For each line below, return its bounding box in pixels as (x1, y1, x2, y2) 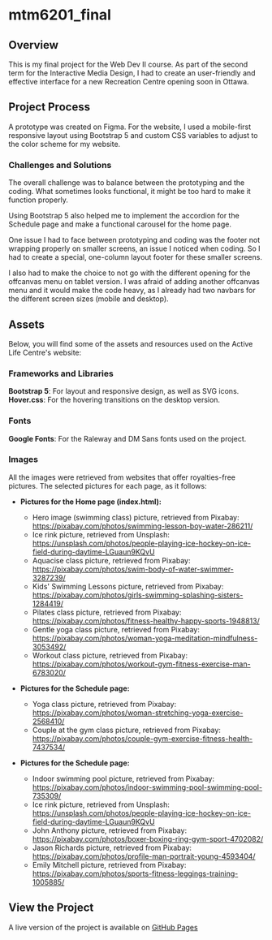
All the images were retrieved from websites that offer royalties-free (8, 472, 235, 482)
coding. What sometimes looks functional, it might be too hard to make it (8, 187, 252, 196)
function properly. (8, 195, 69, 205)
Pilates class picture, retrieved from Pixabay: (32, 607, 182, 617)
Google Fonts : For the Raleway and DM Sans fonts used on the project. (8, 433, 247, 443)
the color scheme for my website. (8, 139, 121, 149)
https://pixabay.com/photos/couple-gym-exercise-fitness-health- (32, 733, 253, 744)
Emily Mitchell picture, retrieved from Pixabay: (32, 860, 187, 869)
